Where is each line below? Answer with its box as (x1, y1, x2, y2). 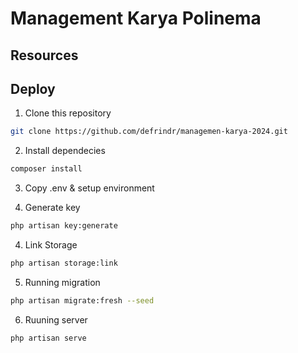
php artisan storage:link (10, 258, 118, 269)
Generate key (24, 202, 81, 214)
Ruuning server (24, 313, 88, 326)
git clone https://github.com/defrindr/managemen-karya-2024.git (10, 127, 288, 137)
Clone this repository (24, 107, 112, 119)
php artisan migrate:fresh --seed (10, 295, 155, 306)
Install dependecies (24, 145, 106, 157)
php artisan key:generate (10, 221, 118, 231)
